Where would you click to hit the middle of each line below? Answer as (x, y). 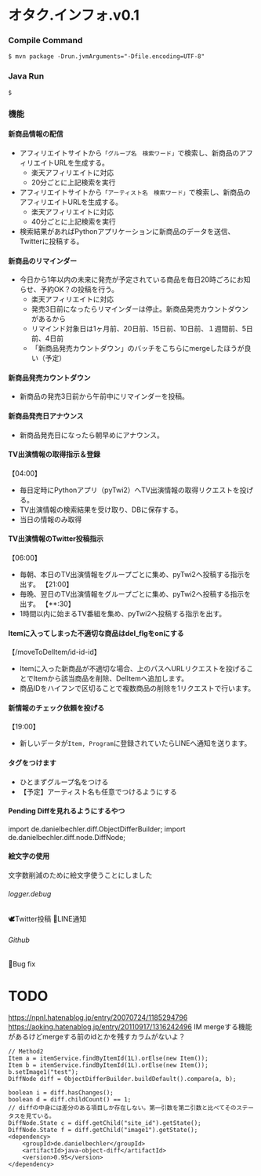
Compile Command (45, 41)
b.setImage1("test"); (43, 1072)
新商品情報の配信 (36, 134)
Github (19, 940)
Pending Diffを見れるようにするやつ (67, 811)
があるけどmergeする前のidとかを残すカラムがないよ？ (97, 1037)
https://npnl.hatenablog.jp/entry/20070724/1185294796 (98, 1017)
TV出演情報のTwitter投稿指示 (56, 539)
